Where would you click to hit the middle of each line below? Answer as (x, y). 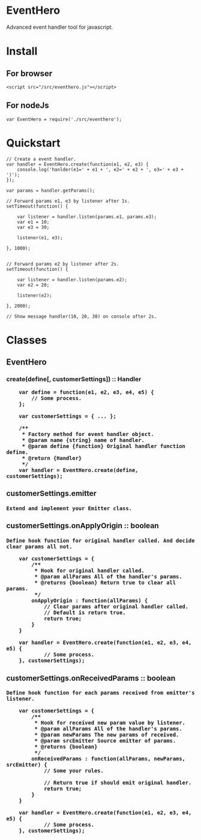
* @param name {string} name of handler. (83, 440)
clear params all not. (39, 547)
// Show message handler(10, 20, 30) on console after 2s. (82, 316)
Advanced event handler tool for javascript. (60, 27)
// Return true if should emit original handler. (118, 783)
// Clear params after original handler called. (116, 606)
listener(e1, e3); (40, 237)
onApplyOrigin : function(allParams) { (89, 600)
